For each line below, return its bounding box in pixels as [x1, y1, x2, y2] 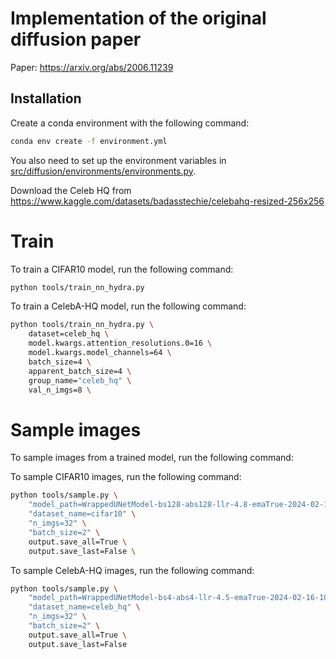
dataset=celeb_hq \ [28, 329, 110, 339]
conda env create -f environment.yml [10, 136, 168, 146]
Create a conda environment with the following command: [10, 117, 250, 129]
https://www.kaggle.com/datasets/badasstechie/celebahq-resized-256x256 [10, 195, 325, 207]
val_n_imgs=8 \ [28, 385, 92, 395]
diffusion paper [10, 28, 142, 51]
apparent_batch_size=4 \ [28, 366, 132, 376]
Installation [10, 90, 82, 107]
